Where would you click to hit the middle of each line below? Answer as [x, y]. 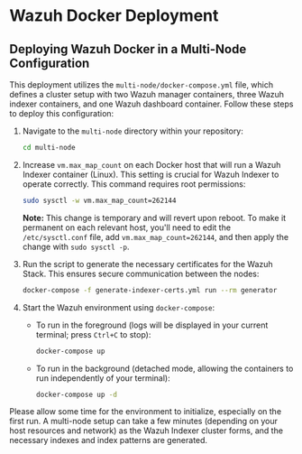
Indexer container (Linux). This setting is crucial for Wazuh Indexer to [151, 174]
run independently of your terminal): [103, 378]
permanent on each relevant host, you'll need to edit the [127, 227]
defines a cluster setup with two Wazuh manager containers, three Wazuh [147, 94]
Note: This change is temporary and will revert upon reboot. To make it [154, 218]
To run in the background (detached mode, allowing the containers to [165, 368]
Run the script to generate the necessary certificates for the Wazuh [147, 264]
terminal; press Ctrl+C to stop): [93, 334]
